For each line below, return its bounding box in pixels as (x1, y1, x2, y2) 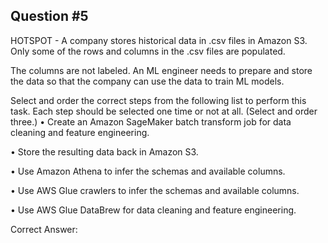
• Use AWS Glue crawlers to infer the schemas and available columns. (10, 184, 300, 196)
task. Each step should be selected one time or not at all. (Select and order (10, 105, 318, 117)
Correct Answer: (10, 223, 78, 235)
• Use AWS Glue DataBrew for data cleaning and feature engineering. (10, 204, 297, 216)
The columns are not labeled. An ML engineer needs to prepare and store (10, 64, 313, 76)
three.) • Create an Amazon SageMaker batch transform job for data (10, 115, 292, 128)
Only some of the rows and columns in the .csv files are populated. (10, 45, 286, 57)
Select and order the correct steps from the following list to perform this (10, 94, 307, 106)
